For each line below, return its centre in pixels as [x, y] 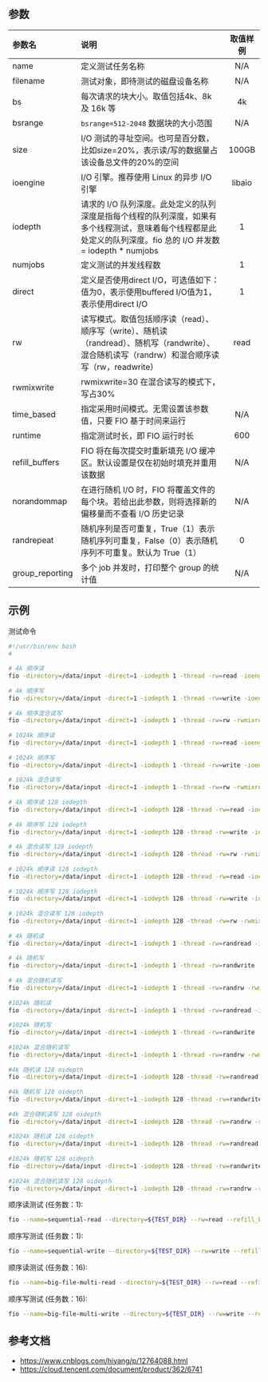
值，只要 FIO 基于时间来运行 [133, 420]
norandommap [40, 501]
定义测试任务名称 [113, 66]
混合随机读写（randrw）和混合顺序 [146, 355]
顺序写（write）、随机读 [124, 331]
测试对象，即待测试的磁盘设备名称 [145, 81]
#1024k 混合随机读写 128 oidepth [60, 1181]
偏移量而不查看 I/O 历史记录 [133, 514]
